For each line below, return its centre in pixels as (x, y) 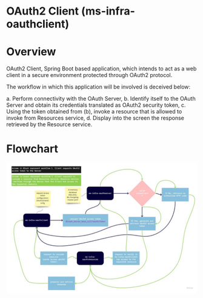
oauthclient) (38, 24)
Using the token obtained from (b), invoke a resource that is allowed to (94, 112)
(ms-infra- (108, 11)
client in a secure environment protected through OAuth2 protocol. (89, 75)
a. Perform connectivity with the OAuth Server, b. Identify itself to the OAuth (101, 99)
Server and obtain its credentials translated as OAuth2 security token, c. (96, 105)
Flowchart (32, 149)
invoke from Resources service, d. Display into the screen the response (95, 118)
